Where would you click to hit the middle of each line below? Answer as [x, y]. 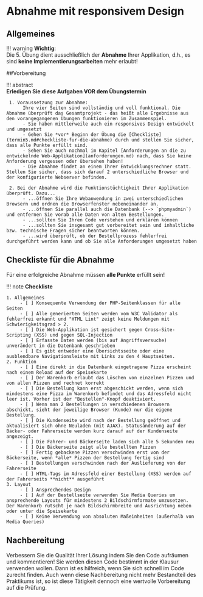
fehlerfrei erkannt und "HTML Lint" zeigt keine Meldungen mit [88, 319]
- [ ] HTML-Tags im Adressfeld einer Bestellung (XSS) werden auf [105, 474]
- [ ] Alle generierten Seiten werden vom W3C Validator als [99, 313]
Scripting [19, 335]
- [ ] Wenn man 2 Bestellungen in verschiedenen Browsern [95, 404]
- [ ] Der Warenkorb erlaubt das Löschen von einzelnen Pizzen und [107, 377]
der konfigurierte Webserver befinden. [57, 177]
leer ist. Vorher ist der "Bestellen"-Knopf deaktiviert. [81, 399]
